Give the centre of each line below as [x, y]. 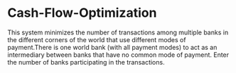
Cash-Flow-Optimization [82, 13]
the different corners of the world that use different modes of [97, 39]
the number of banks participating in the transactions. [86, 62]
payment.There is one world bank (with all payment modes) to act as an [112, 47]
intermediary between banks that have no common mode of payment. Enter [118, 55]
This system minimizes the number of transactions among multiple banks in [118, 32]
